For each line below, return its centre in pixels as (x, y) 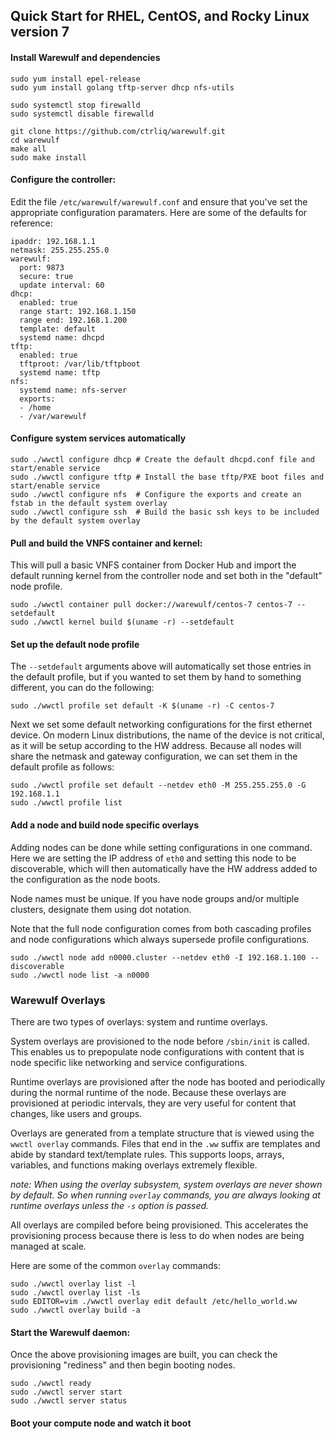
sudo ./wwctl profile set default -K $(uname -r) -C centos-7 (142, 706)
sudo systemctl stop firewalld (75, 105)
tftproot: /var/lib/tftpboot (80, 364)
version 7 (40, 32)
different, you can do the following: (82, 688)
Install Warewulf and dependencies (85, 57)
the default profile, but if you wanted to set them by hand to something (156, 677)
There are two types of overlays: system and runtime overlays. (139, 1021)
